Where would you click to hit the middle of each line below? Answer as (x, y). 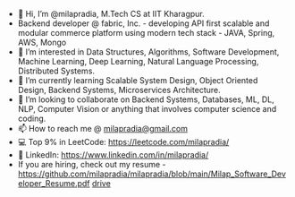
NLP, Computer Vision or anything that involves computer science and (147, 109)
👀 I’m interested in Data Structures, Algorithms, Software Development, (148, 52)
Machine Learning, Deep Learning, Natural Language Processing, (138, 61)
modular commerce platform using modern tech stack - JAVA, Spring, (146, 33)
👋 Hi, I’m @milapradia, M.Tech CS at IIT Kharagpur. (111, 14)
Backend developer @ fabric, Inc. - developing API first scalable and (143, 23)
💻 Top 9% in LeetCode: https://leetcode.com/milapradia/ (123, 142)
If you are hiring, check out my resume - (92, 164)
